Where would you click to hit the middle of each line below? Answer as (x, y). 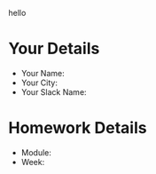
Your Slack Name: (54, 91)
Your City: (39, 83)
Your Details (54, 49)
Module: (36, 152)
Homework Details (78, 128)
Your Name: (43, 73)
